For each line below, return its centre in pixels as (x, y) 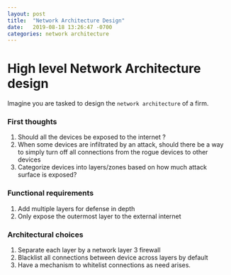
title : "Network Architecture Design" (66, 21)
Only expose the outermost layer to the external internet (100, 216)
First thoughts (32, 122)
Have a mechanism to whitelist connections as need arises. (104, 265)
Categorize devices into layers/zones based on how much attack (112, 167)
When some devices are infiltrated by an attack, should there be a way (120, 145)
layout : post (27, 14)
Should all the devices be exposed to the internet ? (92, 137)
